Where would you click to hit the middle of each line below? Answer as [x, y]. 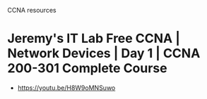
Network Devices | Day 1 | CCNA [104, 54]
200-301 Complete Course [87, 68]
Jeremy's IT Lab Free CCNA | [94, 39]
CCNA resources [32, 10]
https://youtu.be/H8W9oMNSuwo [66, 88]
